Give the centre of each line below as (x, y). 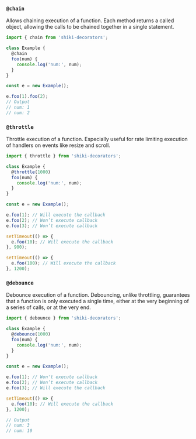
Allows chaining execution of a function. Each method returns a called (90, 20)
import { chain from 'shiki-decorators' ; (57, 37)
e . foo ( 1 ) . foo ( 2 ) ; (27, 97)
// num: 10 (19, 431)
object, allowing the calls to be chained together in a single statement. (90, 27)
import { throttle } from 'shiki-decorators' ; (64, 156)
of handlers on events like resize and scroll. (58, 145)
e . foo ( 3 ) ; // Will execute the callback (56, 388)
